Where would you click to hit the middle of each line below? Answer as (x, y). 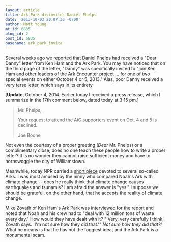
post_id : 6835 (20, 39)
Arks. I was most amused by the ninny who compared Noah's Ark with (79, 176)
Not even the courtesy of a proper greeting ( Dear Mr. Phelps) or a (74, 145)
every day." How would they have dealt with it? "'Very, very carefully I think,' (85, 219)
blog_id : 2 (17, 34)
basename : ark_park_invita (34, 43)
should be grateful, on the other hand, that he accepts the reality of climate (84, 193)
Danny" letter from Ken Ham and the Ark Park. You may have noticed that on (85, 63)
